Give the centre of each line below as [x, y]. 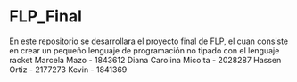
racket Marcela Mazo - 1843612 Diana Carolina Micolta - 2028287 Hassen [145, 60]
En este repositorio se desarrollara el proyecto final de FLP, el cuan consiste [149, 41]
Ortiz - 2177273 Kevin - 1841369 [68, 70]
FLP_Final [45, 16]
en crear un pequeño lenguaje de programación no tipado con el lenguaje [144, 50]
